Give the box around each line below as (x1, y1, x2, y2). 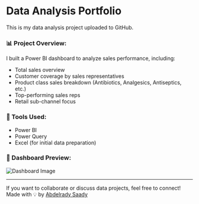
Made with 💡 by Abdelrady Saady (6, 190, 88, 197)
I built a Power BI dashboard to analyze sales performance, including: (6, 55, 176, 62)
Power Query (14, 133, 47, 140)
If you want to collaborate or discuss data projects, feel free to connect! (6, 184, 181, 192)
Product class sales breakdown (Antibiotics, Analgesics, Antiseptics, (14, 79, 182, 86)
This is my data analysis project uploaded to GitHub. (6, 24, 134, 31)
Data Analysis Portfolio (6, 4, 122, 18)
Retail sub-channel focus (14, 98, 76, 105)
